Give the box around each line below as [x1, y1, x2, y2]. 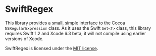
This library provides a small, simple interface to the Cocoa [5, 20, 125, 26]
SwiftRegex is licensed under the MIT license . [5, 45, 98, 51]
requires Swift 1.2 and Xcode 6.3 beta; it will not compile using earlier [5, 30, 146, 36]
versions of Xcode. [5, 36, 44, 42]
